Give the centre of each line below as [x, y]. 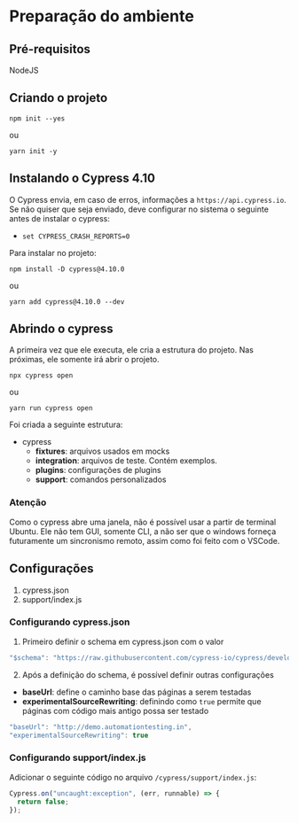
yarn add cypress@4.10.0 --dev [67, 302]
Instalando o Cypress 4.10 [82, 179]
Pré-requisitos [50, 49]
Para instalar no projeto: [53, 252]
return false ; [43, 802]
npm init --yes [37, 118]
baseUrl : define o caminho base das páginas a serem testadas [137, 692]
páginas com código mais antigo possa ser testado [115, 710]
